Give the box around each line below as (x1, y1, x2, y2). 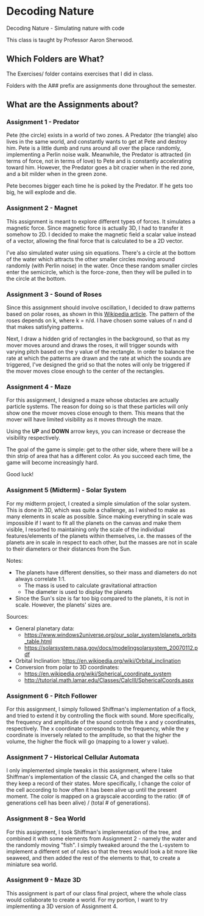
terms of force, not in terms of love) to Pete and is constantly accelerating (6, 157, 192, 165)
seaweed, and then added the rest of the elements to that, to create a (6, 854, 181, 861)
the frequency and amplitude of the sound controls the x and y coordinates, (6, 718, 196, 725)
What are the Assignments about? (6, 99, 139, 110)
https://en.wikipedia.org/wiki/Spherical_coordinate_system (24, 670, 172, 677)
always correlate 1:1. (15, 575, 66, 582)
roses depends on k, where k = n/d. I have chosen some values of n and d (6, 317, 192, 324)
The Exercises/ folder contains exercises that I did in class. (6, 70, 154, 77)
